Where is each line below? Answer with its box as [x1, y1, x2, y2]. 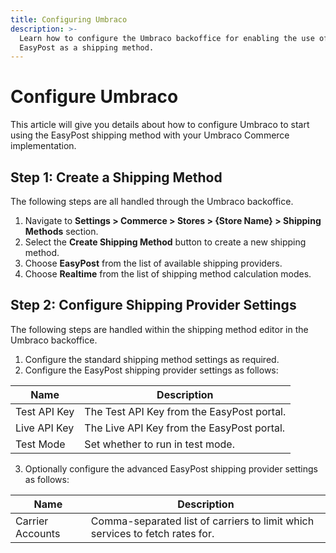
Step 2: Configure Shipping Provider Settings [10, 297, 297, 314]
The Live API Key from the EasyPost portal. [84, 421, 286, 435]
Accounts [15, 526, 61, 540]
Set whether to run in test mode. [84, 437, 235, 451]
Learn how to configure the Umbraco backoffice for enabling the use [19, 33, 315, 43]
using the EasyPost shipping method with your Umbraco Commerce [10, 129, 290, 141]
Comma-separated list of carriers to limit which [90, 514, 315, 528]
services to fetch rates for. [90, 526, 215, 540]
